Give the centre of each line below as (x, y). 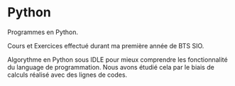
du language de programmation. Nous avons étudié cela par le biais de (111, 67)
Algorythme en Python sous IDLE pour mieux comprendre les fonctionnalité (118, 59)
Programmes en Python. (43, 32)
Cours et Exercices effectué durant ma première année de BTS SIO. (106, 45)
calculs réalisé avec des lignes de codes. (67, 75)
